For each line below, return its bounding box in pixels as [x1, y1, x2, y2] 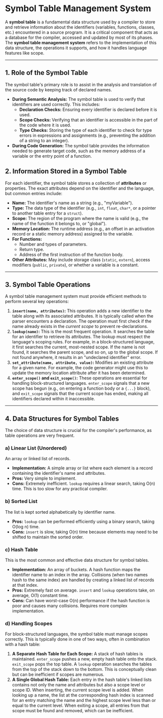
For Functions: [12, 236, 42, 242]
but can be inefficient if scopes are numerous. [12, 672, 104, 678]
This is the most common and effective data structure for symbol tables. [5, 557, 149, 563]
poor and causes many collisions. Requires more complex [12, 603, 128, 609]
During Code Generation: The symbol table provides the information [12, 143, 149, 148]
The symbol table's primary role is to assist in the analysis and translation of [5, 81, 157, 88]
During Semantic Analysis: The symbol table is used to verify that [12, 96, 145, 102]
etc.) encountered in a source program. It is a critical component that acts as [5, 29, 158, 35]
